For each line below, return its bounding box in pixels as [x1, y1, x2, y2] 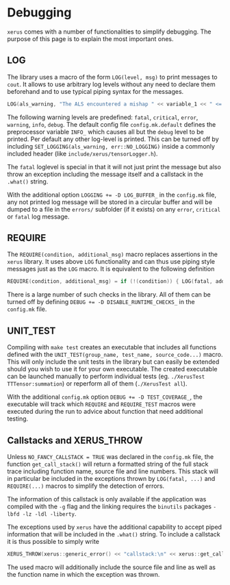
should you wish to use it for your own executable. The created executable [7, 365, 218, 373]
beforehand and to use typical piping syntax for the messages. [7, 87, 184, 95]
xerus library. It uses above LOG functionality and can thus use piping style [7, 258, 216, 266]
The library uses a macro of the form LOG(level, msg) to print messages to [7, 73, 218, 81]
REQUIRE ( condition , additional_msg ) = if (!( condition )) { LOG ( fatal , [7, 278, 213, 285]
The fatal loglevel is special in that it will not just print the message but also [7, 162, 221, 171]
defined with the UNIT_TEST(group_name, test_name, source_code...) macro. [7, 351, 224, 359]
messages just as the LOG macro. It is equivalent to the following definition [7, 265, 215, 273]
